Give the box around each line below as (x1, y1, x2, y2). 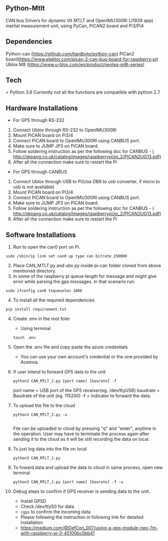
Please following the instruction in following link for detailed (20, 514, 144, 520)
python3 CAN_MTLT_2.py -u (13, 412, 67, 417)
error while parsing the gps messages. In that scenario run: (13, 279, 135, 285)
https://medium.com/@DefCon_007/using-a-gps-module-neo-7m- (20, 525, 158, 531)
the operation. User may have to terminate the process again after (13, 431, 149, 437)
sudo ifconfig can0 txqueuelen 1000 (6, 288, 82, 293)
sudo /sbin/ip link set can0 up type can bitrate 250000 (6, 254, 127, 259)
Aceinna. (20, 359, 39, 365)
